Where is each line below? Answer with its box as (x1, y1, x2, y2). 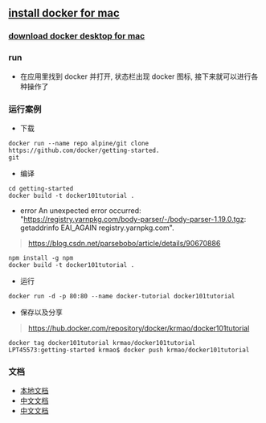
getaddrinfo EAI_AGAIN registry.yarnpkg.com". (19, 223, 174, 232)
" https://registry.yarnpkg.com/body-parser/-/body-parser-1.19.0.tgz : (19, 214, 247, 224)
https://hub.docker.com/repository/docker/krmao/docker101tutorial (27, 323, 250, 333)
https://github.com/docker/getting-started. (8, 146, 160, 154)
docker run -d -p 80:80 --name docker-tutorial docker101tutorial (8, 292, 235, 300)
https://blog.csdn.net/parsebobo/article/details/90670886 (27, 238, 221, 248)
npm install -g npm (8, 253, 74, 262)
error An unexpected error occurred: (19, 205, 142, 216)
